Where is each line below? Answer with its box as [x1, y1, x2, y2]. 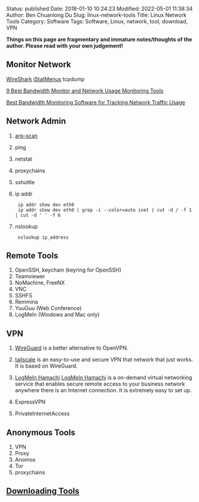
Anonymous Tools [6, 427, 76, 437]
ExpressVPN [14, 398, 46, 405]
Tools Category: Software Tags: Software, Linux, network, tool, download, [6, 18, 188, 25]
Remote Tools [6, 251, 59, 261]
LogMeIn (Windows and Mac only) [14, 311, 100, 318]
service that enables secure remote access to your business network [14, 380, 185, 387]
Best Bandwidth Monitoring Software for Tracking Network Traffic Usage [6, 98, 185, 106]
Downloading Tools [6, 486, 79, 497]
